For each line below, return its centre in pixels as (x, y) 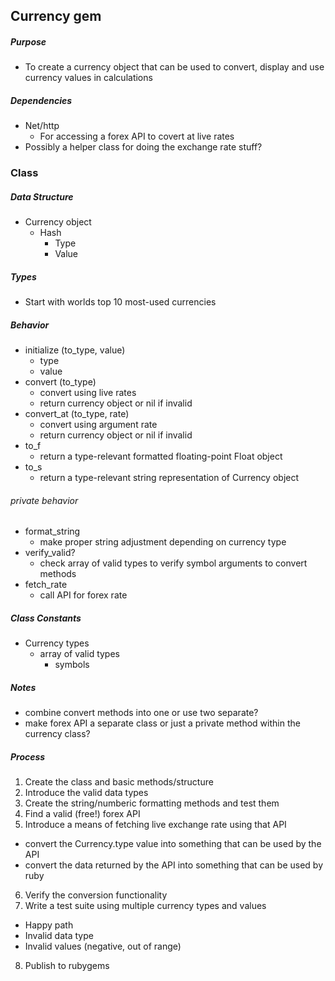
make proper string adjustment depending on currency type (163, 542)
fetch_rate (46, 585)
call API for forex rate (83, 595)
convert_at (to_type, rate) (77, 414)
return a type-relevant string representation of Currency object (169, 478)
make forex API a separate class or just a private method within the (162, 723)
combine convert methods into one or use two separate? (141, 713)
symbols (72, 665)
